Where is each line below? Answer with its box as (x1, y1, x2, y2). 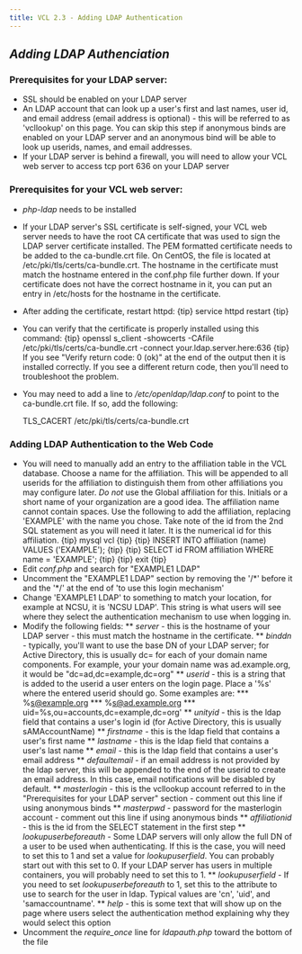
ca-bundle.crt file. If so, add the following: (22, 398, 178, 409)
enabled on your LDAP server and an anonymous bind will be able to (22, 132, 277, 143)
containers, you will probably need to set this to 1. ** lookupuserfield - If (22, 869, 289, 880)
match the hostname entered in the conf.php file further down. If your (22, 269, 280, 280)
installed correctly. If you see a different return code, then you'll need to (22, 361, 289, 372)
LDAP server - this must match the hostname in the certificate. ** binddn (22, 630, 292, 641)
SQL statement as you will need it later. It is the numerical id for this (22, 525, 272, 535)
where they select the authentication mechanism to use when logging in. (22, 611, 292, 622)
